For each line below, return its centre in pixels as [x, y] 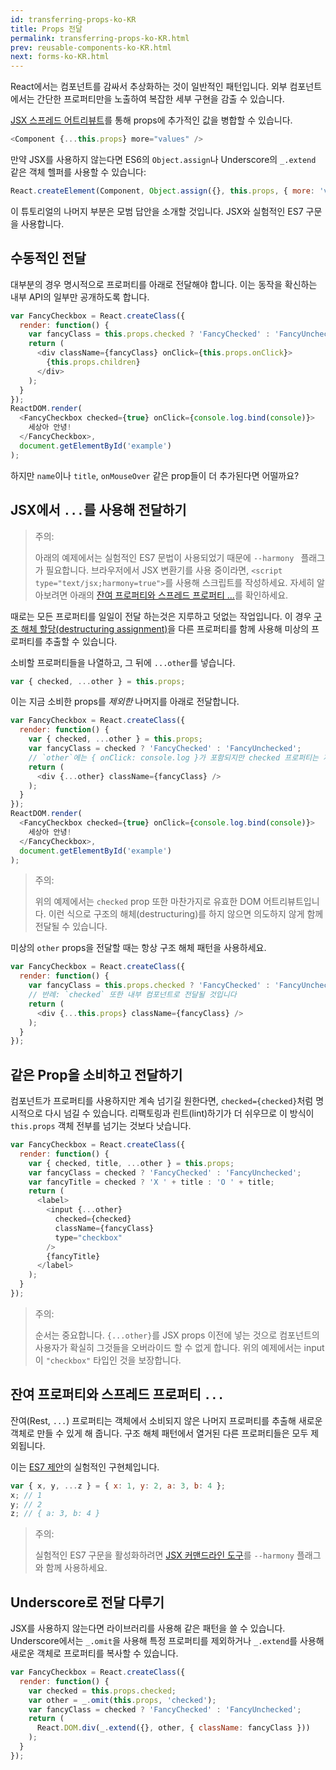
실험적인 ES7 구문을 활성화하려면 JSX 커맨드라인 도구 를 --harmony [164, 1555]
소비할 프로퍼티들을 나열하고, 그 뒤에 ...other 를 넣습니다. [123, 662]
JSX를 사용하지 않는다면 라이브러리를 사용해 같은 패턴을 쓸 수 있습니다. [148, 1628]
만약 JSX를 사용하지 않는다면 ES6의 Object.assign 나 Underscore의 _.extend [163, 159]
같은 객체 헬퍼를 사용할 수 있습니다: [78, 172]
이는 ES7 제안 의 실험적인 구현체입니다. [85, 1467]
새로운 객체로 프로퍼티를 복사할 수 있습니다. [94, 1653]
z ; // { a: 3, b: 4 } [55, 1514]
